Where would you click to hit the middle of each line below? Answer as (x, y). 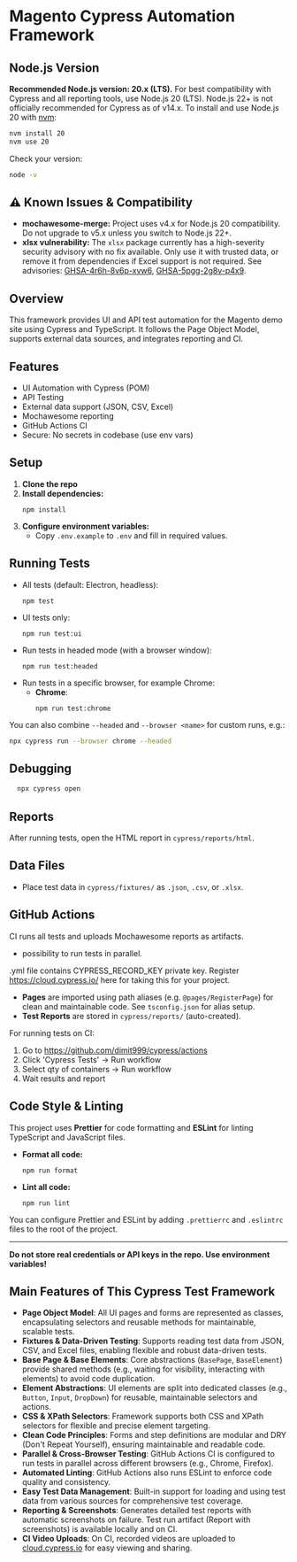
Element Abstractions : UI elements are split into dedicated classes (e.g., (154, 1388)
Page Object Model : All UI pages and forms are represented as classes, (153, 1313)
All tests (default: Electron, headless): (90, 584)
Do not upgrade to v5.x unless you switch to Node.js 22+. (127, 233)
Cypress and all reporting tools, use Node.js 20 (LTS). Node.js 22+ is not (141, 98)
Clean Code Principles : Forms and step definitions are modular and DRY (154, 1435)
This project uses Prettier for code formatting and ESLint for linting (131, 1127)
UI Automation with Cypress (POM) (86, 388)
